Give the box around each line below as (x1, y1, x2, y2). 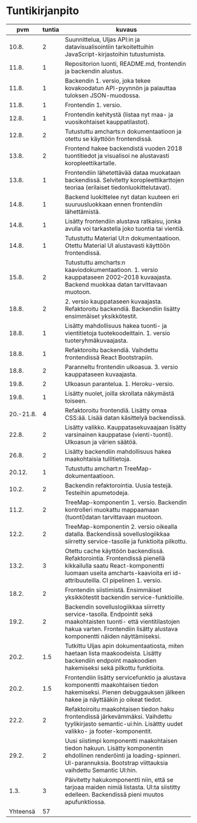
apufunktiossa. (64, 798, 106, 806)
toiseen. (64, 396, 87, 404)
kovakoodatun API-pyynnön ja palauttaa (64, 84, 176, 92)
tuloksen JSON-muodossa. (64, 91, 141, 99)
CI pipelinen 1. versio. (102, 576, 162, 584)
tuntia (42, 25, 60, 34)
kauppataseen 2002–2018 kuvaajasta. (64, 273, 172, 281)
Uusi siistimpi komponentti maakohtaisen (64, 736, 178, 745)
